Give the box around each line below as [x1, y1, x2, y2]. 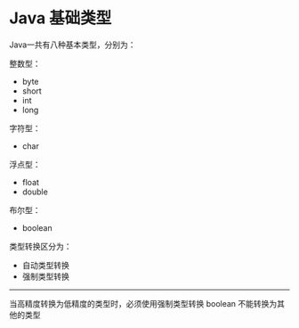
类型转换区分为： [9, 241, 72, 251]
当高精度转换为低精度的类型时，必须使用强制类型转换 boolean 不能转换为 [9, 298, 278, 308]
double [21, 186, 49, 197]
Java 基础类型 [9, 8, 112, 29]
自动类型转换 [21, 259, 69, 270]
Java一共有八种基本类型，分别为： [9, 39, 136, 50]
